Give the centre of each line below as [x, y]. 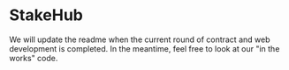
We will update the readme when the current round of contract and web [140, 39]
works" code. [34, 58]
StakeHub [46, 15]
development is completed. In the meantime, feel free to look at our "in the [144, 48]
